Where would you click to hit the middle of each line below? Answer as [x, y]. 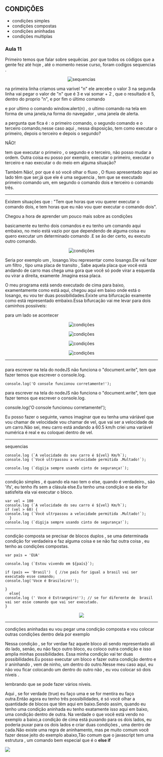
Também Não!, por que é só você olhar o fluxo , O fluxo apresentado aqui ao [81, 172]
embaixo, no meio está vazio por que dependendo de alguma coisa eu [75, 231]
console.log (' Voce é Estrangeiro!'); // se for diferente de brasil [79, 598]
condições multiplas [32, 36]
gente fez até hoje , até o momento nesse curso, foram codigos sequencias [81, 65]
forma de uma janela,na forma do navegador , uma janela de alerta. [72, 114]
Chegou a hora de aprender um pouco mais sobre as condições [69, 216]
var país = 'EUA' [23, 555]
